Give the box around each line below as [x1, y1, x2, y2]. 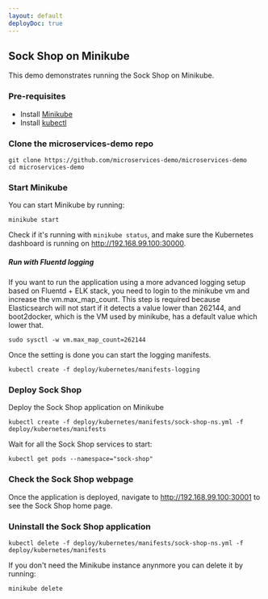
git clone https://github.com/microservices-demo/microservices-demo [8, 156, 248, 164]
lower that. [8, 320, 44, 330]
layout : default [8, 11, 63, 20]
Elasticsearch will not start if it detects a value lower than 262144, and [8, 304, 241, 313]
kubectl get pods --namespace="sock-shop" [8, 455, 153, 463]
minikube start [8, 216, 60, 224]
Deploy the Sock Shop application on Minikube [8, 403, 164, 413]
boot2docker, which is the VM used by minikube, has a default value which [8, 312, 258, 321]
